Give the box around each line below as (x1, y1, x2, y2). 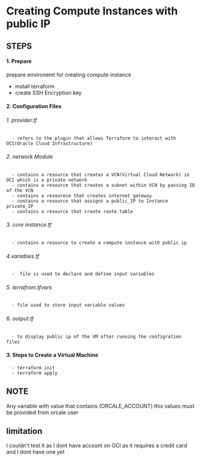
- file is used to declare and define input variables (11, 271, 155, 277)
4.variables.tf (6, 252, 40, 260)
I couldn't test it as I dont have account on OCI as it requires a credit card (6, 442, 188, 449)
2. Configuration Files (6, 103, 62, 110)
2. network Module (6, 153, 53, 160)
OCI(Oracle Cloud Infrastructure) (6, 140, 93, 147)
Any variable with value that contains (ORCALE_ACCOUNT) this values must (6, 402, 194, 409)
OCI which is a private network (6, 177, 87, 183)
